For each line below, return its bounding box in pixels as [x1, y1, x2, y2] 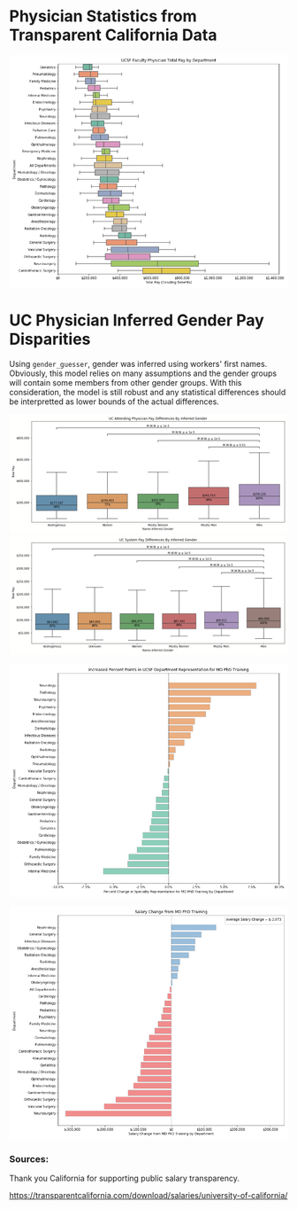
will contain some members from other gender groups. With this [9, 377, 242, 387]
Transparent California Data [9, 25, 217, 45]
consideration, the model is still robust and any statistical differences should [9, 386, 286, 397]
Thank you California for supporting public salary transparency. [9, 1173, 240, 1184]
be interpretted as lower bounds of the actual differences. [9, 396, 219, 407]
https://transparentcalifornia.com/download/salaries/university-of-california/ [9, 1190, 288, 1201]
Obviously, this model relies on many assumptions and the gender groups [9, 368, 277, 378]
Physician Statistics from [9, 6, 197, 27]
